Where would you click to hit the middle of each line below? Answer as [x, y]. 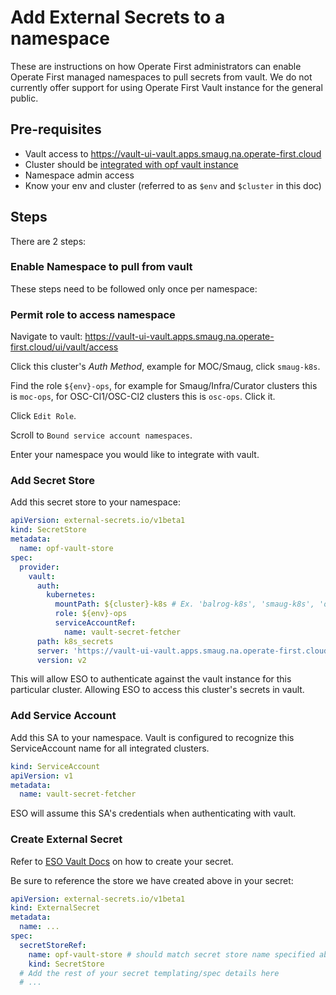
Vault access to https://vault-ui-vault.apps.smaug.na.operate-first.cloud [173, 153]
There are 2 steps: [48, 241]
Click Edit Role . [43, 416]
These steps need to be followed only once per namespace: [134, 288]
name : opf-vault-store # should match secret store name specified [171, 954]
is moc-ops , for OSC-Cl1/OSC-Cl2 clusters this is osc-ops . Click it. [143, 397]
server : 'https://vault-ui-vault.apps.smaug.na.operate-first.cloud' [184, 651]
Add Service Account [63, 716]
